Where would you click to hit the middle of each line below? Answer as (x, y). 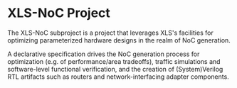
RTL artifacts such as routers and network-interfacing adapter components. (118, 77)
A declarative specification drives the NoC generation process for (104, 54)
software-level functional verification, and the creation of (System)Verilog (115, 69)
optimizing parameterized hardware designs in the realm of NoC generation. (119, 40)
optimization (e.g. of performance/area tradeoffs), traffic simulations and (114, 61)
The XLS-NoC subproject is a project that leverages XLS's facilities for (110, 33)
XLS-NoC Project (59, 13)
